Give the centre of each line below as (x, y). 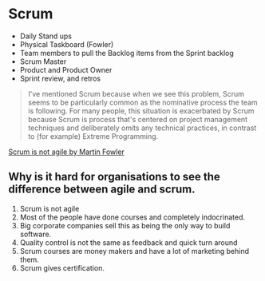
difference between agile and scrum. (102, 190)
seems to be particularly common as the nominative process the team (142, 102)
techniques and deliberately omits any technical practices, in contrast (142, 128)
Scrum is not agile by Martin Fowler (67, 152)
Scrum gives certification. (62, 267)
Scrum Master (43, 61)
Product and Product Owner (66, 69)
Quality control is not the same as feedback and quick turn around (129, 242)
